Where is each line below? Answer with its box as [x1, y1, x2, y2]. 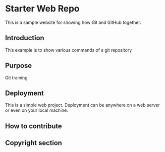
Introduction [5, 34, 45, 42]
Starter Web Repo [5, 3, 80, 14]
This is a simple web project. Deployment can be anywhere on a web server [5, 102, 160, 108]
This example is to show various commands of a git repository [5, 47, 132, 53]
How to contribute [5, 122, 62, 130]
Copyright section [5, 139, 62, 147]
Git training [5, 75, 28, 80]
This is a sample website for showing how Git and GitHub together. [5, 19, 141, 25]
